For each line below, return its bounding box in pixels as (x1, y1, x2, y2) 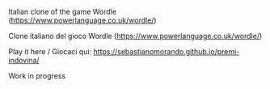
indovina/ (8, 56, 40, 65)
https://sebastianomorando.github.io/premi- (93, 47, 240, 56)
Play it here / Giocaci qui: (8, 47, 92, 56)
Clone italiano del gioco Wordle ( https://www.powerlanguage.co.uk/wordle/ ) (8, 32, 263, 40)
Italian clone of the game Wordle (8, 7, 117, 16)
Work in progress (8, 71, 66, 80)
